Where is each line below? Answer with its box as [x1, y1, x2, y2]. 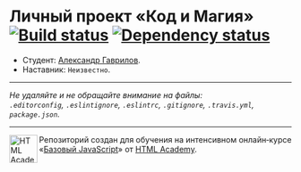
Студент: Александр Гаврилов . [21, 54, 141, 65]
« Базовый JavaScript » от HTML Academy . [39, 143, 197, 154]
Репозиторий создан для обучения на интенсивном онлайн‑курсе [39, 134, 292, 144]
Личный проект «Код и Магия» [9, 6, 254, 27]
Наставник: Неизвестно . [21, 64, 111, 75]
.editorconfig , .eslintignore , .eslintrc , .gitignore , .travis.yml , [9, 99, 254, 110]
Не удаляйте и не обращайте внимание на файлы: [9, 89, 203, 100]
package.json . [9, 109, 60, 119]
